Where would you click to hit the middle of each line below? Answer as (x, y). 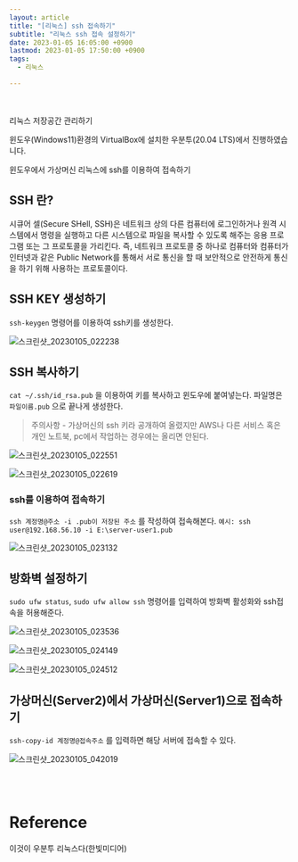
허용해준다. (45, 613)
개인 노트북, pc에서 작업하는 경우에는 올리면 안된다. (120, 436)
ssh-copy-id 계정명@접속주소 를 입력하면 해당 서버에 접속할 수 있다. (123, 741)
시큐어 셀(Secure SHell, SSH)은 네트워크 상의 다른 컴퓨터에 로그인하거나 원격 (143, 223)
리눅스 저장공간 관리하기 (51, 120)
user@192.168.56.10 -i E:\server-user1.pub (91, 530)
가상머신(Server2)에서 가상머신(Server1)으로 (128, 700)
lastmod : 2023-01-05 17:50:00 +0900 (77, 51)
